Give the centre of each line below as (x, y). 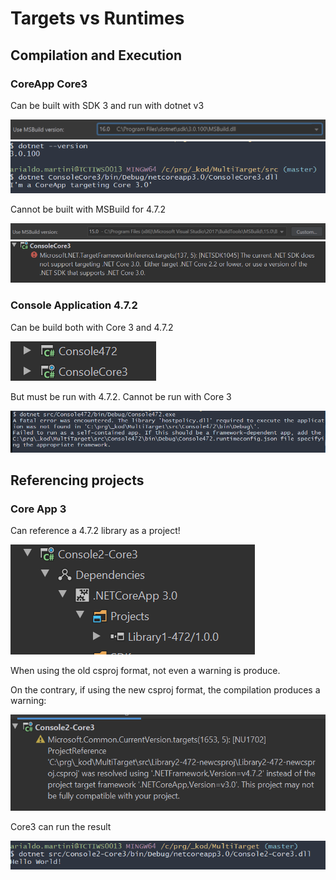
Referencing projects (77, 480)
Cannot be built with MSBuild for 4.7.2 (88, 209)
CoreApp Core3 (49, 84)
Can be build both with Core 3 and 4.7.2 (92, 327)
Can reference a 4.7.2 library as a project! (95, 531)
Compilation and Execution (96, 55)
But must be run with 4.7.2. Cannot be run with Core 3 (121, 396)
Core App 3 (38, 509)
